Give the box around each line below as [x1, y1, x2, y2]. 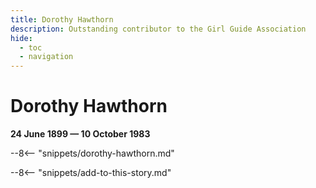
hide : [10, 33, 33, 43]
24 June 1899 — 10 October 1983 [10, 128, 151, 140]
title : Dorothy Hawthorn [10, 14, 114, 25]
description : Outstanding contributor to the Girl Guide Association [10, 24, 307, 34]
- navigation [19, 52, 74, 62]
